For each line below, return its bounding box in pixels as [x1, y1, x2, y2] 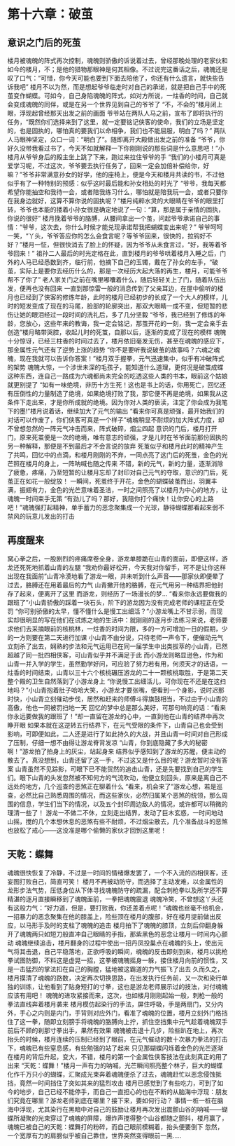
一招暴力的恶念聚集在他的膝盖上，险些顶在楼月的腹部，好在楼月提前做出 [7, 912, 215, 920]
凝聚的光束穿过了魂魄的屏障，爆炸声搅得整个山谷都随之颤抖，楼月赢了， [19, 1114, 228, 1122]
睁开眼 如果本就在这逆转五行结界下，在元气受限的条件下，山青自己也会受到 [7, 721, 224, 729]
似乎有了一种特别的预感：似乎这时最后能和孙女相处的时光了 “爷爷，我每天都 [7, 179, 227, 187]
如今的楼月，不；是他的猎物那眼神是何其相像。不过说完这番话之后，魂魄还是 [7, 65, 228, 74]
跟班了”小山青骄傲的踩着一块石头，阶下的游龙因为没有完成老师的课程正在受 [7, 598, 225, 606]
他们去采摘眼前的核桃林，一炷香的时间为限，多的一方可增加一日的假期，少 [13, 625, 228, 633]
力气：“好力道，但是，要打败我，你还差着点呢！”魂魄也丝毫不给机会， [25, 903, 227, 912]
